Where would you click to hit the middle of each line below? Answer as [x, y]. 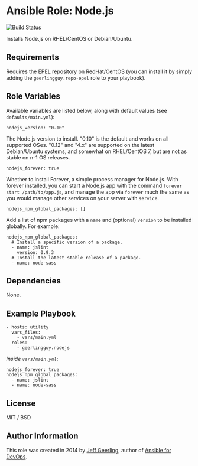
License [21, 403]
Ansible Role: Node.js [60, 11]
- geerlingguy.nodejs [43, 348]
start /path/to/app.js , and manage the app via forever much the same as [98, 192]
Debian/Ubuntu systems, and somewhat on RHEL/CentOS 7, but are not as [97, 151]
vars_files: [26, 333]
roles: [20, 343]
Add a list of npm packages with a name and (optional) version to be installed [99, 220]
